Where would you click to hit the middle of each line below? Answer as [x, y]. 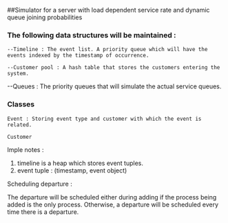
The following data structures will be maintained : [92, 35]
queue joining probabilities [45, 17]
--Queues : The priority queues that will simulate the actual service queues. [114, 86]
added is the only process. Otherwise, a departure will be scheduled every [113, 204]
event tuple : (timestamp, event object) [72, 170]
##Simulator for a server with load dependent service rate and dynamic [108, 10]
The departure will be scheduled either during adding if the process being [112, 197]
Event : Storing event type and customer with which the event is [104, 119]
